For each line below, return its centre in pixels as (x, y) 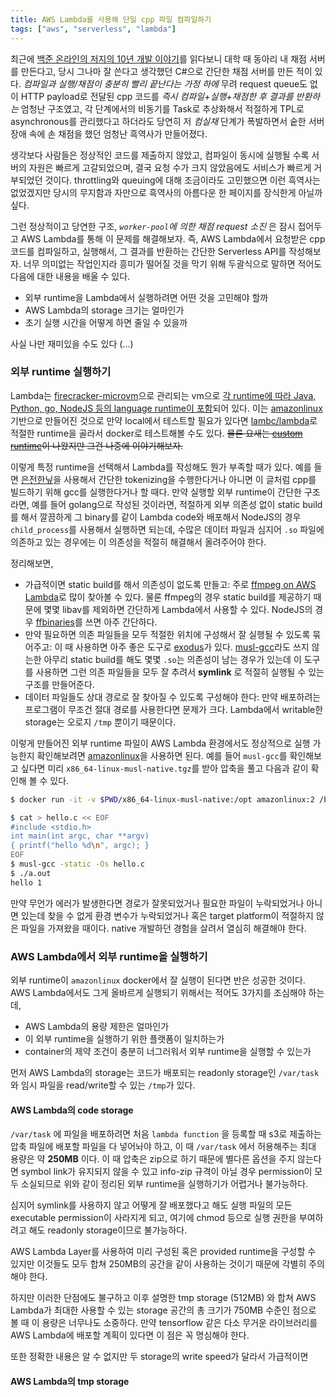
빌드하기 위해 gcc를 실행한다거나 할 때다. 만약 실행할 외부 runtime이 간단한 (156, 492)
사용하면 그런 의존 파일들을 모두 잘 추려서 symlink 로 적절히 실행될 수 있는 (180, 672)
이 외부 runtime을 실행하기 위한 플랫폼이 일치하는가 (124, 1038)
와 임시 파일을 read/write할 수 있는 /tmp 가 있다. (103, 1085)
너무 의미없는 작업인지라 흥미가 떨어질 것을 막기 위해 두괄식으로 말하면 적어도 (173, 263)
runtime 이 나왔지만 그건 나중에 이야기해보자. (97, 445)
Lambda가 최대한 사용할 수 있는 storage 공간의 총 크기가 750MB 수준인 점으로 (163, 1310)
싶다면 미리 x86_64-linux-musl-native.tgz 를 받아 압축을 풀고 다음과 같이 (164, 768)
